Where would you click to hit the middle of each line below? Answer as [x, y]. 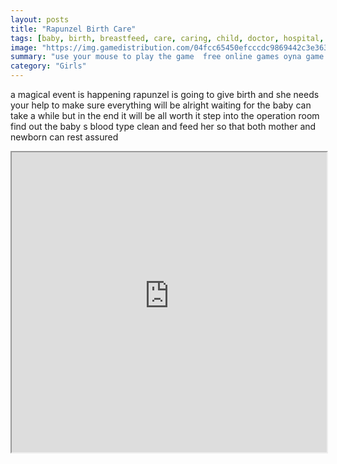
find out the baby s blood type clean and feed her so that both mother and [163, 126]
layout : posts [40, 19]
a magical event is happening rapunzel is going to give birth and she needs [165, 94]
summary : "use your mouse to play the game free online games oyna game [167, 57]
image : [24, 47]
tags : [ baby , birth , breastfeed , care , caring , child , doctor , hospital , [167, 38]
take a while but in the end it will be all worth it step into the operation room [165, 115]
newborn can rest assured [64, 137]
